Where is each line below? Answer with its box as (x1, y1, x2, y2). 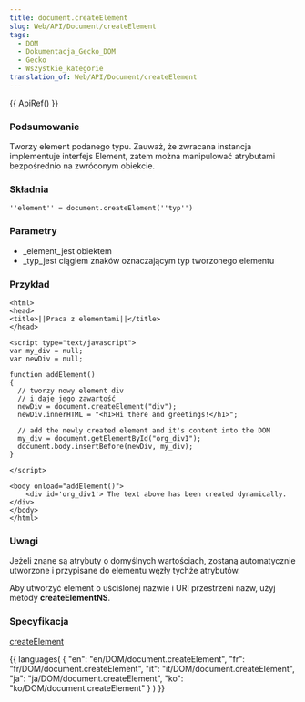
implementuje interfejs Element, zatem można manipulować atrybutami (9, 151, 276, 162)
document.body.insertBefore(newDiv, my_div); (17, 442, 194, 451)
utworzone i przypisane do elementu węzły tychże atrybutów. (9, 565, 240, 576)
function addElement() (9, 370, 96, 379)
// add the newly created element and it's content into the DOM (17, 425, 271, 435)
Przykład (9, 278, 50, 290)
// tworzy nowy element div (17, 386, 125, 395)
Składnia (9, 183, 49, 196)
